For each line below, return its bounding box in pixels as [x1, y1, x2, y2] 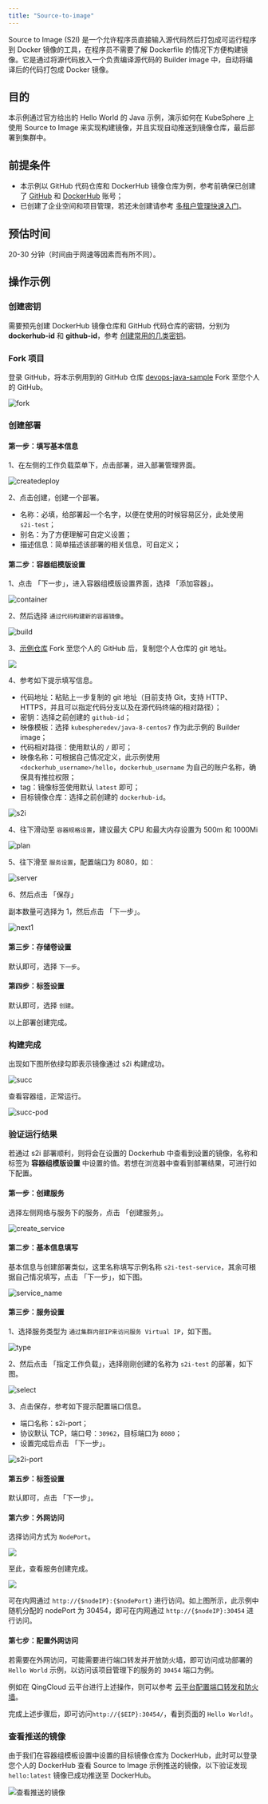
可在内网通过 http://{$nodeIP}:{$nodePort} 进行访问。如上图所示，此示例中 [8, 1595, 259, 1606]
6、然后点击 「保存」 [8, 890, 78, 900]
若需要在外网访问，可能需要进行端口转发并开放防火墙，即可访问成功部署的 [8, 1655, 253, 1664]
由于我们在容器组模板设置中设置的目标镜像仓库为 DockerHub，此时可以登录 [8, 1750, 258, 1760]
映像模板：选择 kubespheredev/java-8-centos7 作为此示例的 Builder [19, 722, 241, 732]
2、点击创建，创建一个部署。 [8, 493, 104, 503]
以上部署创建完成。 [8, 1017, 72, 1027]
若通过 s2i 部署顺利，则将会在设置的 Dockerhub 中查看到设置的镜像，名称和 [8, 1148, 258, 1158]
